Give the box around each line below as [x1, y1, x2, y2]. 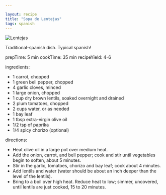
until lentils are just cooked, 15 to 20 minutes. [12, 184, 106, 190]
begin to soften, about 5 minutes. [12, 157, 81, 163]
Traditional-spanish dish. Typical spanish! [5, 45, 92, 51]
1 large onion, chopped [12, 90, 60, 96]
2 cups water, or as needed [12, 106, 69, 112]
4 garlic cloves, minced [12, 84, 61, 90]
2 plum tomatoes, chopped [12, 101, 69, 107]
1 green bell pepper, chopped [12, 79, 73, 85]
